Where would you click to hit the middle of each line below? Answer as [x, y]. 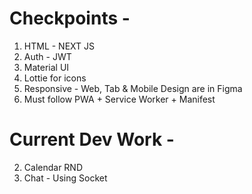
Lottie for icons [55, 78]
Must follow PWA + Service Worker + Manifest [119, 99]
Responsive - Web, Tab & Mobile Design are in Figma [133, 88]
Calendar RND [53, 167]
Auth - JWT [47, 56]
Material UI [46, 67]
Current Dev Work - [92, 139]
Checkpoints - [70, 18]
